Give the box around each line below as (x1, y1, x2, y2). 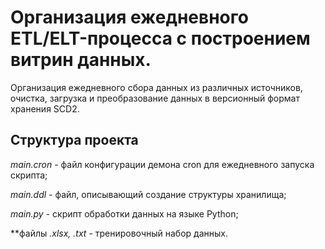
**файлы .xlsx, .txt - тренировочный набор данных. (10, 227, 228, 239)
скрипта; (10, 169, 48, 181)
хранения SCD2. (10, 102, 80, 115)
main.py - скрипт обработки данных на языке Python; (10, 207, 239, 220)
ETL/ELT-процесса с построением (10, 27, 311, 50)
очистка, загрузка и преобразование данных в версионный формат (10, 92, 300, 104)
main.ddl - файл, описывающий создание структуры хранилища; (10, 188, 287, 200)
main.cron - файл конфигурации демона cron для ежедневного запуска (10, 158, 315, 170)
